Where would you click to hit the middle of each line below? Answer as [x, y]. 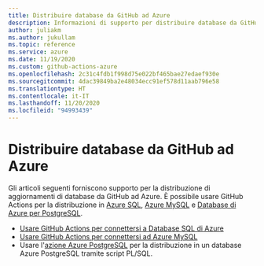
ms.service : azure [38, 52]
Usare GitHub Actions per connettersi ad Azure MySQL [108, 236]
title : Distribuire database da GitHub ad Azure [89, 15]
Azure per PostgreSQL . [46, 212]
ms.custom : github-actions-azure [63, 67]
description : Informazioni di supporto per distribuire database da [123, 23]
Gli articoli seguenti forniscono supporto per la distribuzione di [109, 188]
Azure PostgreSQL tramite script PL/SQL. [86, 253]
